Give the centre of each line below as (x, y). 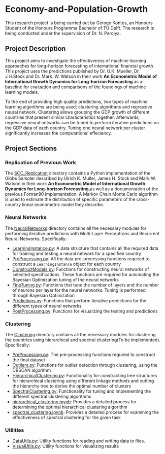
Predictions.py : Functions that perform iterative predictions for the (79, 300)
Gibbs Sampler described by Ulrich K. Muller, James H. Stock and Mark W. (81, 178)
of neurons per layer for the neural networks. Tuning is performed (79, 290)
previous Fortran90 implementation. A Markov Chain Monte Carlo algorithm (82, 194)
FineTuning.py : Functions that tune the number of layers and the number (85, 285)
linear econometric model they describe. (63, 205)
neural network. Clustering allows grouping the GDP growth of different (77, 112)
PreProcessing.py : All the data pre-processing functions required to (81, 259)
